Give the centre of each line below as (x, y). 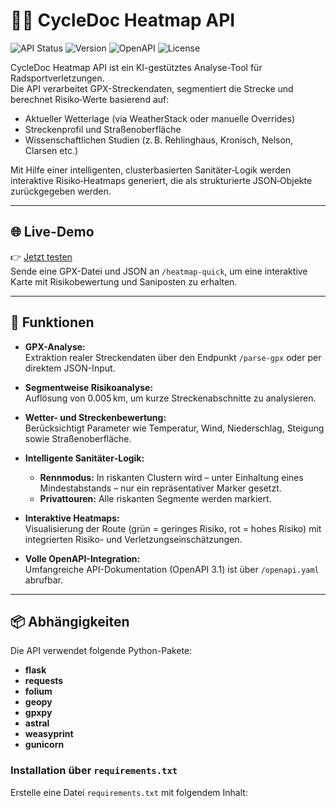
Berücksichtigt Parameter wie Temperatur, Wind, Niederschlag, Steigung (174, 428)
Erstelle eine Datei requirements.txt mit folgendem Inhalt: (129, 792)
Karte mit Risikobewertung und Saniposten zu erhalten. (124, 281)
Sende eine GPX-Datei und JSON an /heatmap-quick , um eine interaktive (159, 271)
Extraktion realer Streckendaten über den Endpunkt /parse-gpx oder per (173, 357)
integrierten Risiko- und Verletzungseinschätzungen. (133, 539)
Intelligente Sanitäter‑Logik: (84, 458)
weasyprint (49, 734)
